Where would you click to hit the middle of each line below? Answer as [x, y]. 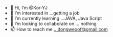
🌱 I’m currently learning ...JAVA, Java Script [56, 18]
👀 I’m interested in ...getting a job [45, 13]
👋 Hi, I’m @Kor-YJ [29, 8]
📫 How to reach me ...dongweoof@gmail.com [59, 29]
